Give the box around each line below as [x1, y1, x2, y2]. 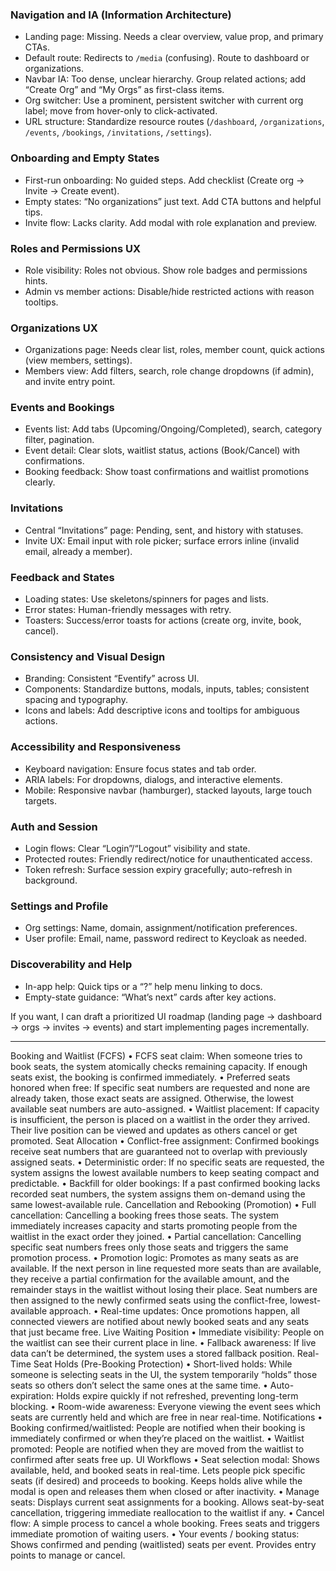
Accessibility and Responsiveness [10, 740, 182, 754]
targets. [24, 794, 57, 807]
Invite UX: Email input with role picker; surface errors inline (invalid [24, 534, 300, 547]
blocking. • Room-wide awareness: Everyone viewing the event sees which [10, 1400, 322, 1412]
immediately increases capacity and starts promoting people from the [10, 1219, 298, 1232]
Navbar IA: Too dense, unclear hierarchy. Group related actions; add [24, 73, 307, 85]
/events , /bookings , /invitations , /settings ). [24, 126, 212, 138]
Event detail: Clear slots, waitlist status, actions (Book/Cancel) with [24, 444, 301, 457]
